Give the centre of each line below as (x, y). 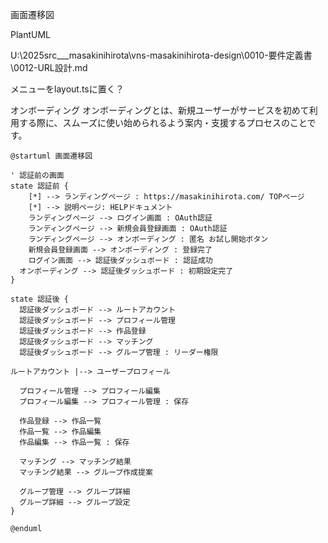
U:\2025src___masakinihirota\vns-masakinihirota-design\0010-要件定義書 (161, 55)
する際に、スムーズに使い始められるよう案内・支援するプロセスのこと (163, 122)
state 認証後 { (39, 299)
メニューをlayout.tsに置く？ (67, 89)
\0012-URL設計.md (49, 67)
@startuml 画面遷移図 (51, 156)
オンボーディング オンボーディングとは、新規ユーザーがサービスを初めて (160, 110)
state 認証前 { (39, 186)
